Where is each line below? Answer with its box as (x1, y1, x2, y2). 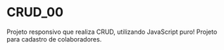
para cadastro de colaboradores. (6, 35, 102, 43)
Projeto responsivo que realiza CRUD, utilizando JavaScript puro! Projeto (6, 27, 218, 36)
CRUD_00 (6, 4, 64, 20)
